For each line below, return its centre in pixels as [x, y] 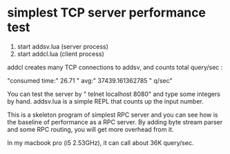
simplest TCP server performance [106, 13]
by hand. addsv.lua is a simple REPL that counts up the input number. [105, 101]
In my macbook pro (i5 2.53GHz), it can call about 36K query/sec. [100, 142]
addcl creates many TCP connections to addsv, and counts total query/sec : [115, 67]
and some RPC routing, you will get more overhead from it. [90, 129]
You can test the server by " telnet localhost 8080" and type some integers [114, 94]
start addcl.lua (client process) [61, 54]
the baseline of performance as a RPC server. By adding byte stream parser [115, 122]
